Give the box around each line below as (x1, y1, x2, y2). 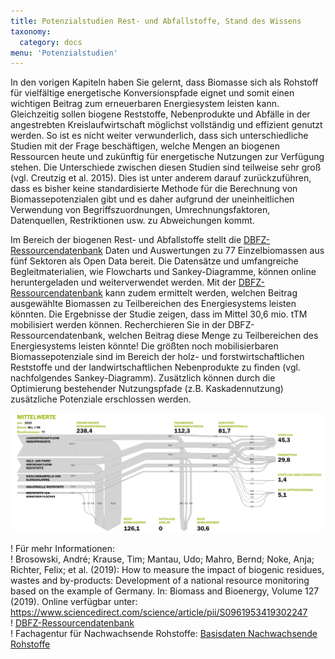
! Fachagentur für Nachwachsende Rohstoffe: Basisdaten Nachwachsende (10, 627, 318, 639)
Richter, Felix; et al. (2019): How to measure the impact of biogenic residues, (10, 563, 325, 575)
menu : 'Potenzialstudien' (10, 48, 118, 58)
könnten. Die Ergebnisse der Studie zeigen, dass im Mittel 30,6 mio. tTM (10, 308, 308, 320)
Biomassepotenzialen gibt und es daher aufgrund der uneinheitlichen (10, 193, 295, 205)
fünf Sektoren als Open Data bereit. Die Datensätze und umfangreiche (10, 255, 299, 267)
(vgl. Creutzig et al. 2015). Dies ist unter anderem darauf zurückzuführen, (10, 172, 312, 184)
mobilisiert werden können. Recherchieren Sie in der (10, 319, 227, 331)
